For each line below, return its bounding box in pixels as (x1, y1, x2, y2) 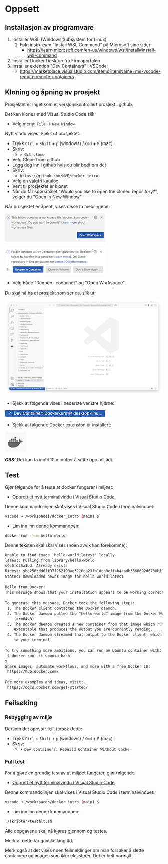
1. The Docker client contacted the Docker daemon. (7, 606, 117, 611)
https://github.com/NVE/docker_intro (19, 173, 99, 178)
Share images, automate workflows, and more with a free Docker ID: (5, 664, 151, 669)
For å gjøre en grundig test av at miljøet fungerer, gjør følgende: (5, 770, 136, 776)
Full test (5, 758, 25, 765)
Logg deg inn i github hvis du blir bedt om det (12, 162, 106, 168)
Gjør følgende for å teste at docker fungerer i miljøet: (5, 484, 114, 490)
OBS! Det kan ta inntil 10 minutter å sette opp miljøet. (5, 456, 114, 462)
